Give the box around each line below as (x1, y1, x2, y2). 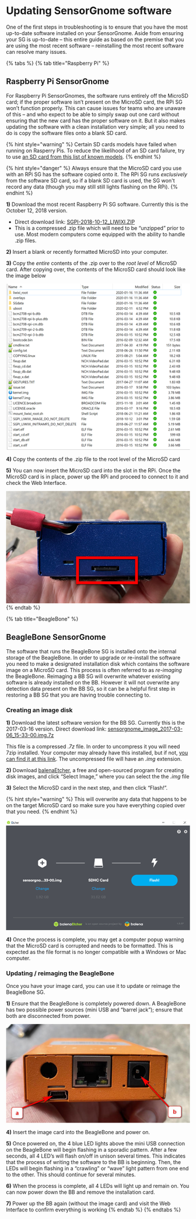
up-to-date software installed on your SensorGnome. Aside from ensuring (6, 29, 184, 36)
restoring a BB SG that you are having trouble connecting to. (6, 691, 150, 698)
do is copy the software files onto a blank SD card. (6, 129, 127, 136)
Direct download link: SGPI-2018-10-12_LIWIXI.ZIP (14, 218, 135, 225)
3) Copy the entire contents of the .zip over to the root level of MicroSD (6, 259, 177, 267)
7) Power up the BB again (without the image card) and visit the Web (6, 1200, 171, 1207)
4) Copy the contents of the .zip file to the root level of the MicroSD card (6, 455, 180, 463)
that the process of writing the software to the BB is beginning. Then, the (6, 1159, 181, 1166)
